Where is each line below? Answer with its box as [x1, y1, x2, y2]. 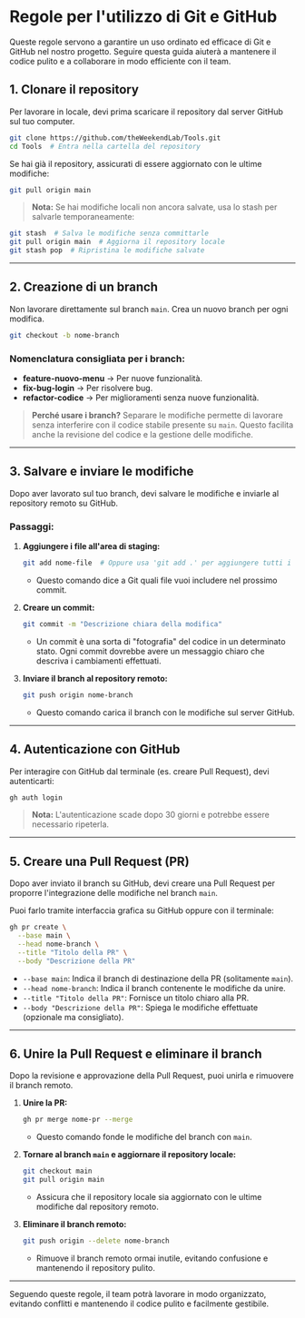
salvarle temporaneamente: [31, 211, 134, 222]
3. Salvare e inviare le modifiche [9, 464, 194, 479]
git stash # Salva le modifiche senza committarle [9, 229, 209, 238]
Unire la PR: [22, 1097, 68, 1108]
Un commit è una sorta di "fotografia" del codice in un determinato [35, 635, 286, 646]
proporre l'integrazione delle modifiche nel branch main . [9, 888, 218, 899]
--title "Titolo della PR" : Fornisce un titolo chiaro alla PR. [22, 992, 250, 1003]
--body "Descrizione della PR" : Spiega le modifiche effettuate [22, 1001, 259, 1013]
